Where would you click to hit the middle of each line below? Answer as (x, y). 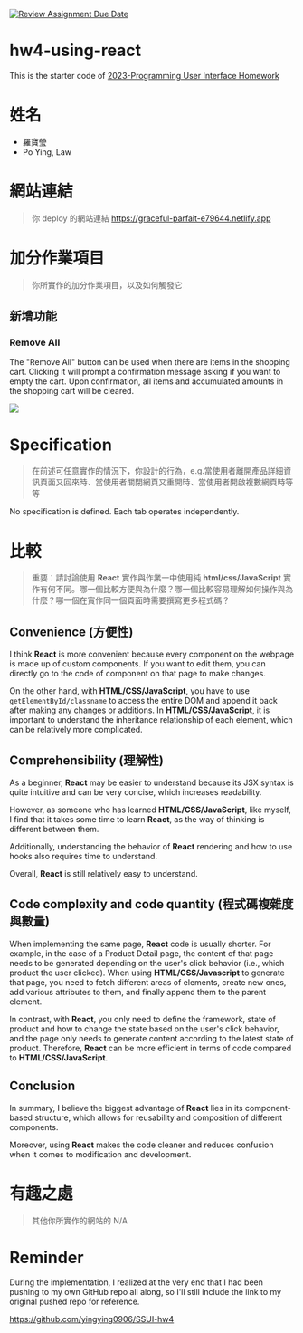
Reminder (47, 1257)
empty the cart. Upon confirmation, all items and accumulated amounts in (147, 381)
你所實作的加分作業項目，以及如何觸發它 (107, 284)
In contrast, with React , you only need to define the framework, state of (142, 1019)
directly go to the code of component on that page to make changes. (138, 674)
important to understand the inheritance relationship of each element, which (151, 720)
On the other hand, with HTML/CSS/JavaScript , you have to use (130, 691)
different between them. (54, 829)
